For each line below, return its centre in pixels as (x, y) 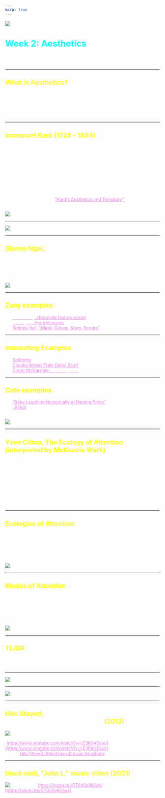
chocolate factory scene (61, 317)
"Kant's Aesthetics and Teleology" (89, 199)
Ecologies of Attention (40, 524)
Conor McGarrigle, (31, 370)
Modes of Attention (35, 586)
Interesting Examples (38, 348)
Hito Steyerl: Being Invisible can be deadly (62, 753)
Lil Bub (19, 407)
